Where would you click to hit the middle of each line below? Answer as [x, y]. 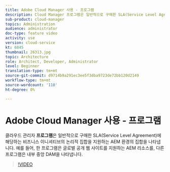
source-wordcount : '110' [31, 85]
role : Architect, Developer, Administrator [52, 62]
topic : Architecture [27, 57]
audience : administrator [31, 29]
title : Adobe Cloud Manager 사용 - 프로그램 [50, 10]
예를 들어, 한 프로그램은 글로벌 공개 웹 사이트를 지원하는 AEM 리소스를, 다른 [90, 148]
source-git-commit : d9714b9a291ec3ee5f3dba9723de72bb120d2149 [72, 76]
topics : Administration [30, 24]
